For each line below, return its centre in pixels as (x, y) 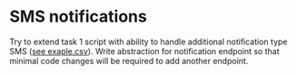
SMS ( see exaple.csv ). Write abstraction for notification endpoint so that (144, 51)
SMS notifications (78, 17)
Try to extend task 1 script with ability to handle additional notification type (148, 42)
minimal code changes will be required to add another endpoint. (129, 61)
